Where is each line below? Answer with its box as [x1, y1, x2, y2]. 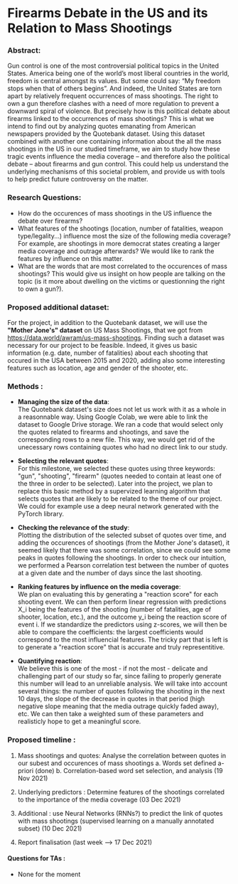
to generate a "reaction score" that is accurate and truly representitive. [17, 643, 225, 651]
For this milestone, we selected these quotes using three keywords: [17, 464, 215, 473]
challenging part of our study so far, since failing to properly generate [17, 672, 222, 681]
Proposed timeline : [7, 735, 76, 745]
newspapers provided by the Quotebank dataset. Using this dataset [7, 129, 205, 138]
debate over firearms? [17, 216, 83, 225]
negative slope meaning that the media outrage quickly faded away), [17, 702, 219, 710]
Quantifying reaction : [17, 656, 83, 666]
